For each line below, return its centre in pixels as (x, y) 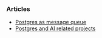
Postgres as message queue (51, 22)
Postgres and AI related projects (55, 28)
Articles (18, 9)
